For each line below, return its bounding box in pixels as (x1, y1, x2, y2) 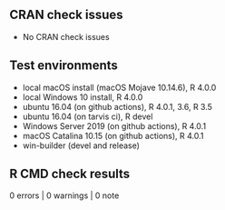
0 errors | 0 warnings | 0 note (9, 190, 120, 201)
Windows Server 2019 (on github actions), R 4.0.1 (22, 120, 207, 131)
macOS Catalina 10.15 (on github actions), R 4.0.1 (22, 130, 204, 141)
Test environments (9, 58, 118, 74)
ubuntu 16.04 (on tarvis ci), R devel (22, 111, 153, 122)
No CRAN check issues (22, 31, 111, 42)
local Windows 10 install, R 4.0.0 (22, 91, 143, 103)
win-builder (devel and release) (22, 140, 141, 151)
